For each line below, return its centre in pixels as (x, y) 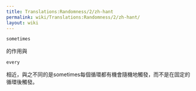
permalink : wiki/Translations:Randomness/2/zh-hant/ (73, 17)
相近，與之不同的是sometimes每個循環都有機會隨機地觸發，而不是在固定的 (98, 74)
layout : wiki (22, 23)
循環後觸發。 (22, 82)
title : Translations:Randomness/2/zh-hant (60, 12)
